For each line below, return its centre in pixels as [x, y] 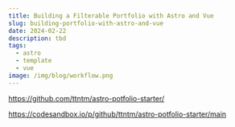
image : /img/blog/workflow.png [61, 76]
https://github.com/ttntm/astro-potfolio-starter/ [87, 98]
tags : [17, 46]
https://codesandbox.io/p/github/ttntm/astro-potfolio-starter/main [117, 114]
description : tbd [37, 38]
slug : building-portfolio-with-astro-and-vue [86, 23]
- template [34, 61]
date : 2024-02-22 [37, 31]
